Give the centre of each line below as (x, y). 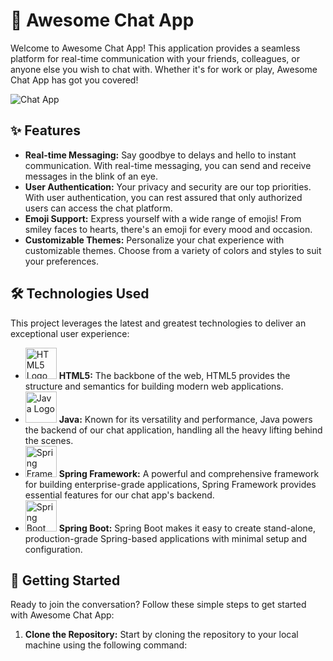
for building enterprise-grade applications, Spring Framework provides (170, 484)
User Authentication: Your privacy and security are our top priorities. (168, 186)
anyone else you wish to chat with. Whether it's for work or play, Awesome (164, 69)
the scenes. (49, 440)
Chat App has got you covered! (74, 80)
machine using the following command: (106, 645)
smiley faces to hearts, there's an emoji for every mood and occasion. (168, 229)
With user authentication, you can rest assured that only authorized (163, 197)
